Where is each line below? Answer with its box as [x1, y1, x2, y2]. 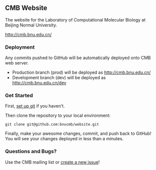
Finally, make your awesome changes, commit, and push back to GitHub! [5, 130, 152, 136]
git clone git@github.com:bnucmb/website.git [5, 122, 99, 127]
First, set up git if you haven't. [5, 103, 65, 109]
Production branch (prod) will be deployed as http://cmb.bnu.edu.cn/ [12, 69, 151, 75]
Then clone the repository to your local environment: [5, 112, 111, 119]
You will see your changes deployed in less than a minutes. [5, 136, 124, 142]
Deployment [5, 43, 35, 50]
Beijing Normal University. [5, 22, 58, 28]
